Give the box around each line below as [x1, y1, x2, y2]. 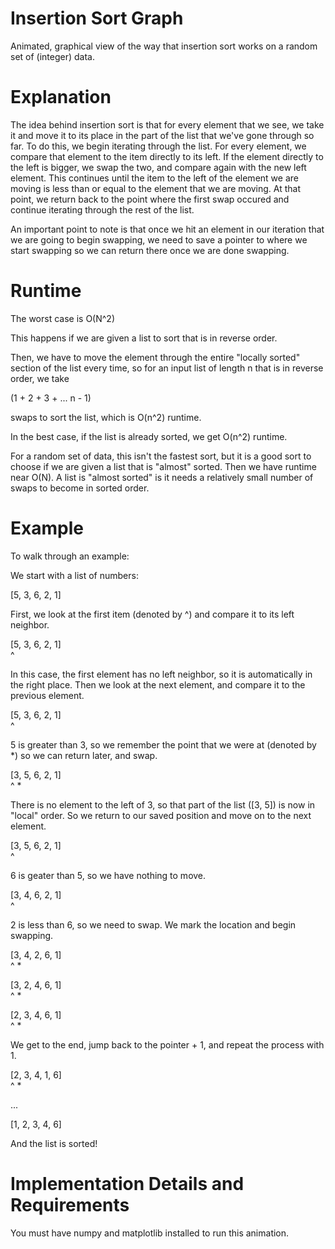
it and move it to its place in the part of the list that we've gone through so [10, 129, 315, 141]
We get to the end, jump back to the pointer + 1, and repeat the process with [10, 1038, 325, 1051]
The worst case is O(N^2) [10, 312, 115, 324]
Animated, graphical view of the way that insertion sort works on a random [10, 40, 318, 52]
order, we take [10, 372, 70, 384]
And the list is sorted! [10, 1137, 98, 1149]
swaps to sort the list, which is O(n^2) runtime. [10, 411, 202, 423]
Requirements [10, 1193, 130, 1216]
